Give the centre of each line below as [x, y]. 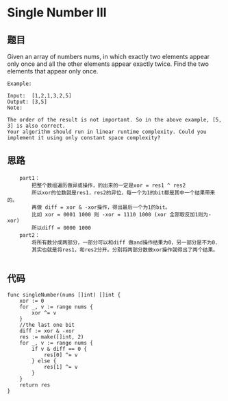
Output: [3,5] [27, 102]
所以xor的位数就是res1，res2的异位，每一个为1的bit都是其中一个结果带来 [124, 193]
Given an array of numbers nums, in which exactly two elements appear [109, 57]
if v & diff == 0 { [60, 349]
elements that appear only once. [53, 71]
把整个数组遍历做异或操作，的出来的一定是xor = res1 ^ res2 [109, 185]
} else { [44, 361]
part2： [30, 235]
